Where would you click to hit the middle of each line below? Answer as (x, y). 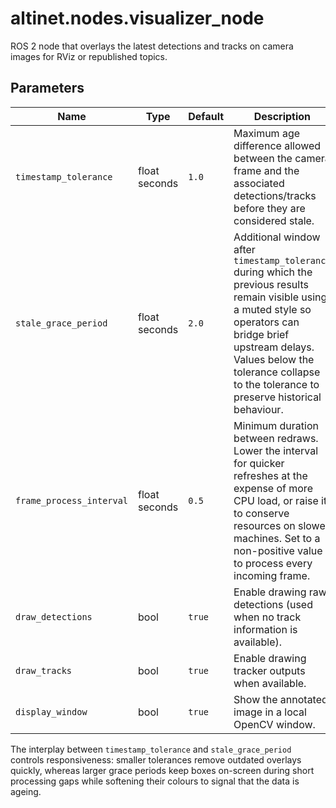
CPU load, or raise (276, 500)
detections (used (273, 604)
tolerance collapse (277, 372)
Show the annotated (280, 699)
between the (263, 158)
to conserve (261, 513)
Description (282, 116)
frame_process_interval (72, 500)
